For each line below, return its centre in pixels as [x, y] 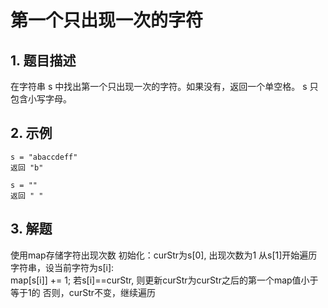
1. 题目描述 [43, 60]
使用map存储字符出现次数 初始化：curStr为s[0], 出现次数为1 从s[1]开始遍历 [164, 255]
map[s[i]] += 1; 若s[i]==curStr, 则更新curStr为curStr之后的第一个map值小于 [164, 280]
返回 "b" [27, 167]
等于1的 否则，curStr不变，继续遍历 [83, 292]
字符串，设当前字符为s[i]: [62, 267]
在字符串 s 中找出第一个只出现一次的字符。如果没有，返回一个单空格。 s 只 [164, 86]
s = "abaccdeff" [44, 157]
